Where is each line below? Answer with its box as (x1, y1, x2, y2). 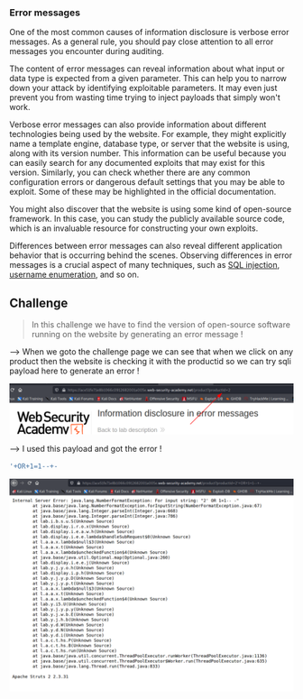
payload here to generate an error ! (9, 365, 140, 376)
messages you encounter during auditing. (9, 46, 164, 57)
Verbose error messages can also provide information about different (9, 119, 267, 130)
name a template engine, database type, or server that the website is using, (9, 138, 290, 150)
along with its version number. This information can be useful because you (9, 148, 287, 159)
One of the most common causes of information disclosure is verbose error (9, 27, 290, 38)
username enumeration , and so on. (9, 269, 140, 281)
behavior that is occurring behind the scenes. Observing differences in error (9, 250, 293, 261)
